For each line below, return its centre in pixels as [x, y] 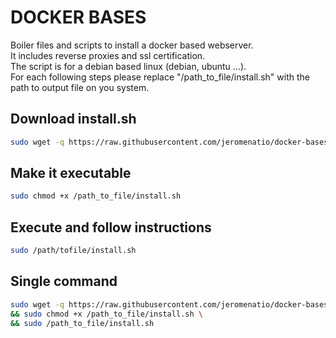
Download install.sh [73, 119]
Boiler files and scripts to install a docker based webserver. [132, 45]
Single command [64, 281]
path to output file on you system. [80, 87]
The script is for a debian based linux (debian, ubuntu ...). [128, 66]
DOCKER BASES [78, 17]
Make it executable [71, 173]
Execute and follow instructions [111, 227]
